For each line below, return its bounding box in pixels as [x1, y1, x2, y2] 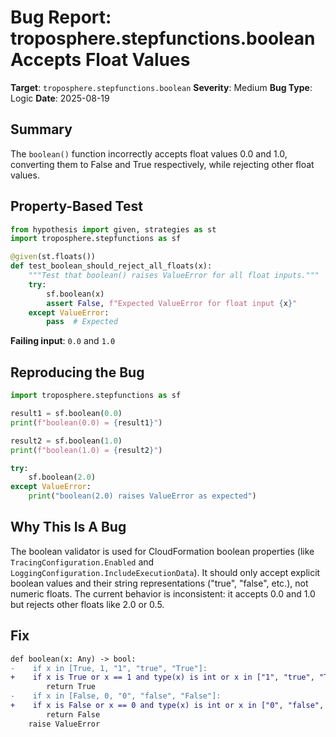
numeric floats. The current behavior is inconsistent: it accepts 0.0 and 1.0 [10, 587, 316, 600]
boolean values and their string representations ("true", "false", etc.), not [10, 577, 309, 589]
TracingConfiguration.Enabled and [10, 556, 155, 568]
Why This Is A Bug [10, 519, 127, 536]
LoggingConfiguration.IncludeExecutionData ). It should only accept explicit [10, 566, 321, 578]
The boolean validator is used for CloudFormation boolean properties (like [10, 545, 315, 557]
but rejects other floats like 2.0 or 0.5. [10, 598, 165, 610]
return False [46, 709, 101, 720]
